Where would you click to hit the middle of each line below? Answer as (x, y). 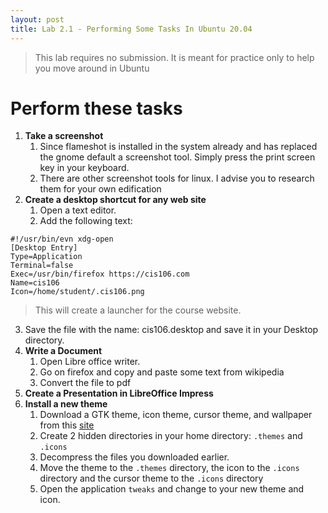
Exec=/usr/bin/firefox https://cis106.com (100, 274)
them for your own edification (100, 189)
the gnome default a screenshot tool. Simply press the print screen (177, 157)
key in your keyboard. (84, 168)
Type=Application (46, 257)
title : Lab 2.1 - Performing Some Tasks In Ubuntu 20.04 (131, 29)
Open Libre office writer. (90, 362)
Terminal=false (42, 266)
